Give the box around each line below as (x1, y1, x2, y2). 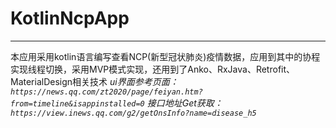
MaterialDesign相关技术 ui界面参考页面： (10, 75, 179, 87)
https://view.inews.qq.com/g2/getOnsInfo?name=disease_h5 (10, 108, 257, 118)
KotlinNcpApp (10, 7, 130, 30)
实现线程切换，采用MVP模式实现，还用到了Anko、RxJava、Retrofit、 (10, 63, 296, 75)
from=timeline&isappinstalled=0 (10, 98, 145, 109)
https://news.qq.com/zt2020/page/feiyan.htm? (10, 87, 203, 97)
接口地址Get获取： (146, 97, 223, 109)
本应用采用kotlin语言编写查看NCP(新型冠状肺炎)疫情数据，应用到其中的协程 (10, 50, 321, 62)
